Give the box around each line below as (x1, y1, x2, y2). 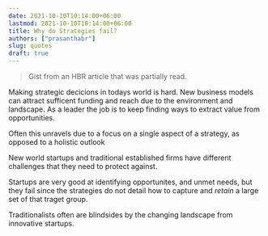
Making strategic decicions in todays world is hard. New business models (8, 87, 253, 97)
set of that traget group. (8, 195, 88, 204)
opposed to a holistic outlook (8, 137, 105, 146)
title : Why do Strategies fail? (8, 27, 117, 35)
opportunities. (8, 113, 55, 122)
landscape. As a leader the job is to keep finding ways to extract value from (8, 104, 261, 114)
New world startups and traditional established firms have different (8, 153, 232, 162)
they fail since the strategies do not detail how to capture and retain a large (8, 186, 259, 195)
